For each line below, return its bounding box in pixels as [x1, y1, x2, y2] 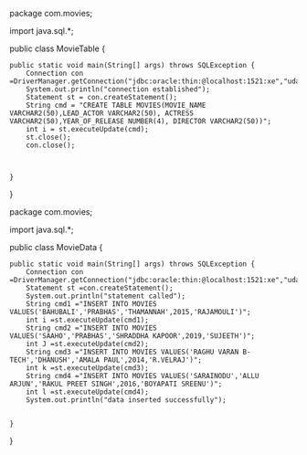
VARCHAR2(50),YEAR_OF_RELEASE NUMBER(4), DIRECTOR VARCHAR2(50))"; [9, 117, 272, 126]
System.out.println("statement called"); [26, 291, 185, 301]
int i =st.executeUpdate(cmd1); [26, 315, 149, 324]
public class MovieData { [9, 242, 103, 252]
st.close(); [26, 132, 71, 142]
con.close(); [26, 141, 76, 150]
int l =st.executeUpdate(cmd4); [26, 387, 149, 397]
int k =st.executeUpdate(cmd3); [26, 364, 149, 373]
